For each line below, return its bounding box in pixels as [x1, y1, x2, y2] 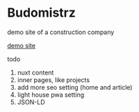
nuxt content [17, 68, 54, 77]
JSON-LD [17, 97, 45, 106]
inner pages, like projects [17, 75, 90, 84]
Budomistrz [7, 5, 76, 21]
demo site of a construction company [7, 28, 115, 36]
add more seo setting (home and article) [17, 83, 133, 91]
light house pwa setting [17, 90, 85, 99]
